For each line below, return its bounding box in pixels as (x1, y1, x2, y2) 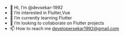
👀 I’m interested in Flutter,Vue (9, 10, 70, 16)
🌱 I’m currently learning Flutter (9, 15, 72, 20)
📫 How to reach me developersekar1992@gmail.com (9, 26, 119, 31)
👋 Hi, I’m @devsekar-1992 (9, 5, 63, 10)
